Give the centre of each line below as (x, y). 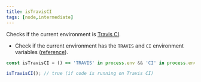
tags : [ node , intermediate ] (40, 17)
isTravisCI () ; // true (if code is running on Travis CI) (80, 74)
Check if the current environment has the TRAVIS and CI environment (99, 46)
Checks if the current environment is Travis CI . (63, 34)
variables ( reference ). (42, 52)
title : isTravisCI (29, 12)
